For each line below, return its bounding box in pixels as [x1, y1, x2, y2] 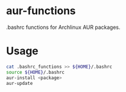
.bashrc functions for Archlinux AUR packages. [6, 24, 121, 31]
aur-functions [6, 4, 76, 18]
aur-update [6, 80, 33, 86]
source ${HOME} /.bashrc [6, 69, 65, 75]
